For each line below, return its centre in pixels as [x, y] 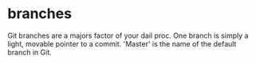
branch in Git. [30, 52]
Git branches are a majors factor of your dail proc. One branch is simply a [128, 35]
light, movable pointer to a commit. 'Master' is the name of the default [122, 43]
